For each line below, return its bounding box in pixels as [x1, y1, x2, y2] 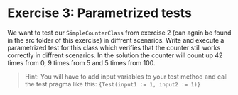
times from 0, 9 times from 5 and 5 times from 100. [7, 58, 156, 67]
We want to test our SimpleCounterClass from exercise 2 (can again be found [7, 28, 232, 37]
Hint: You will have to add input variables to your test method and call [24, 72, 228, 81]
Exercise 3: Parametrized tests [7, 5, 192, 21]
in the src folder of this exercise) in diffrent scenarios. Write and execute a [7, 35, 225, 44]
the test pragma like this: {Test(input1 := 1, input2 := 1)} [24, 79, 201, 88]
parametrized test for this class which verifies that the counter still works [7, 43, 221, 52]
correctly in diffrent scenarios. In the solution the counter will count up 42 [7, 51, 223, 60]
